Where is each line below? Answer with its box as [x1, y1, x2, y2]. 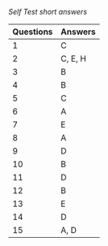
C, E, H [60, 53, 87, 64]
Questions [12, 26, 53, 37]
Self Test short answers [8, 7, 87, 16]
